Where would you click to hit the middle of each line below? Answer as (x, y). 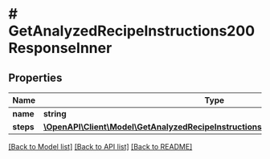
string (55, 114)
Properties (35, 77)
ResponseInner (60, 48)
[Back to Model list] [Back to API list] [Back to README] (100, 147)
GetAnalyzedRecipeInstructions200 (132, 31)
